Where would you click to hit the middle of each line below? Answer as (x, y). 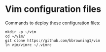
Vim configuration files (53, 9)
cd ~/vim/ (15, 36)
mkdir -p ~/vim (21, 32)
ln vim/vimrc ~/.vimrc (28, 45)
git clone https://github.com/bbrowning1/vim (53, 41)
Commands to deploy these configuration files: (53, 23)
